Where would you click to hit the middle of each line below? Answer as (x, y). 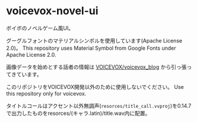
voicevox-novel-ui (53, 11)
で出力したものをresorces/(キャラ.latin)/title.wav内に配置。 (78, 113)
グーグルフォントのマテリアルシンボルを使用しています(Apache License (94, 40)
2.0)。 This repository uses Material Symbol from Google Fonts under (91, 48)
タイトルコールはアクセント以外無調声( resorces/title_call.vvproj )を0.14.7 (99, 105)
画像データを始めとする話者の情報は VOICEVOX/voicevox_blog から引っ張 (96, 67)
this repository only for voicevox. (46, 94)
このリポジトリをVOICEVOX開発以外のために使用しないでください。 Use (95, 86)
